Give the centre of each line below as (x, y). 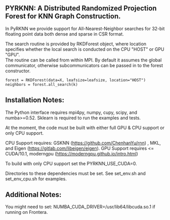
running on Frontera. (27, 212)
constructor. (18, 71)
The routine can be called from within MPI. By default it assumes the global (83, 60)
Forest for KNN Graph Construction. (63, 17)
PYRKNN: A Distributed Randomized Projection (81, 8)
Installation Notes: (35, 100)
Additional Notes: (33, 195)
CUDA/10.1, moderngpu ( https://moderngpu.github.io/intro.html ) (72, 153)
